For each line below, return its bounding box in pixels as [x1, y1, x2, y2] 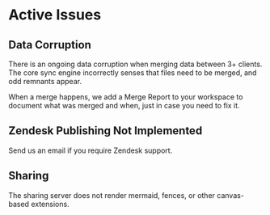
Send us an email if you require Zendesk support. [8, 145, 173, 155]
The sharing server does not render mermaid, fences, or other [8, 190, 216, 200]
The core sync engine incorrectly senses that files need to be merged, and [8, 68, 257, 78]
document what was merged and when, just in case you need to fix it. [8, 101, 240, 110]
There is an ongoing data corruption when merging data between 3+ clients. [8, 59, 263, 69]
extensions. [31, 199, 70, 209]
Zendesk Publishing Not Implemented [8, 124, 203, 138]
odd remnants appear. [8, 77, 82, 86]
